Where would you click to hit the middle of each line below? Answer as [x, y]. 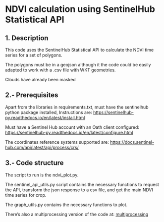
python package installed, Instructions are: [49, 112]
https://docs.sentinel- [132, 142]
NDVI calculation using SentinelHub [80, 9]
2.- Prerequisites [32, 95]
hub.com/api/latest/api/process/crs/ [42, 147]
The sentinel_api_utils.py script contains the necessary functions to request [82, 184]
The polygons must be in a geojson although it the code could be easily [78, 65]
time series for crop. [26, 195]
